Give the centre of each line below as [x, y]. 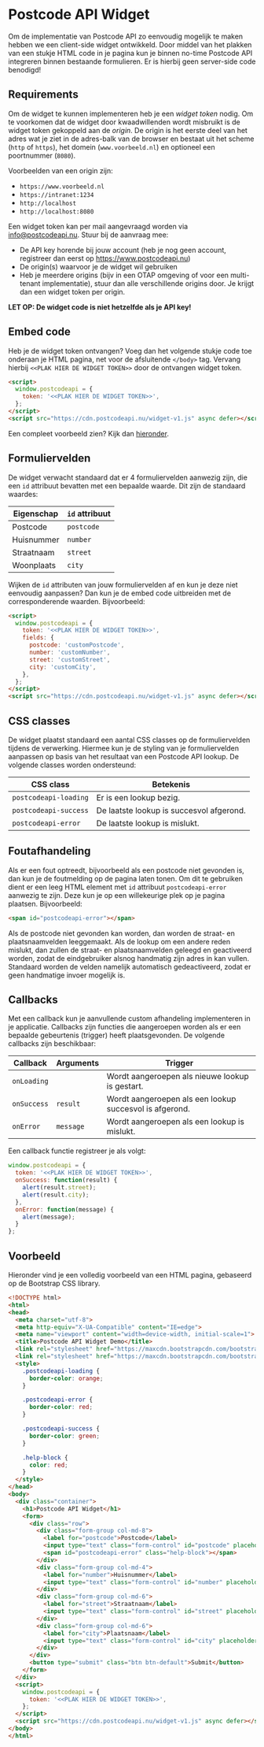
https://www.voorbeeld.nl [62, 187]
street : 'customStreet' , [70, 659]
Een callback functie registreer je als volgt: [77, 1151]
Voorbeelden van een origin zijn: [61, 170]
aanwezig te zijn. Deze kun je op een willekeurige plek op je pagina [117, 895]
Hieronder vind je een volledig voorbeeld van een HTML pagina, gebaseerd [130, 1275]
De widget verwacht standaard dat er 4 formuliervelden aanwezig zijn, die [128, 477]
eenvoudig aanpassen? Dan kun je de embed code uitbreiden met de [120, 593]
